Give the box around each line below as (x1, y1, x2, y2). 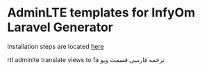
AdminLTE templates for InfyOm (7, 5, 196, 21)
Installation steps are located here (7, 42, 104, 50)
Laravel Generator (7, 19, 113, 35)
